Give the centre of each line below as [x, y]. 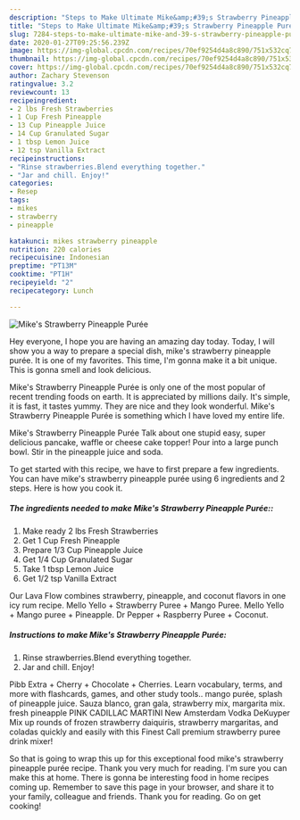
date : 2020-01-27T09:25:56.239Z [69, 42]
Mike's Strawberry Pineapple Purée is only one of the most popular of [137, 387]
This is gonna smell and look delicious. [80, 369]
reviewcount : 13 [39, 92]
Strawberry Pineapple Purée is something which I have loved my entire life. [147, 415]
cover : [21, 68]
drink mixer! [31, 741]
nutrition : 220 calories [55, 249]
